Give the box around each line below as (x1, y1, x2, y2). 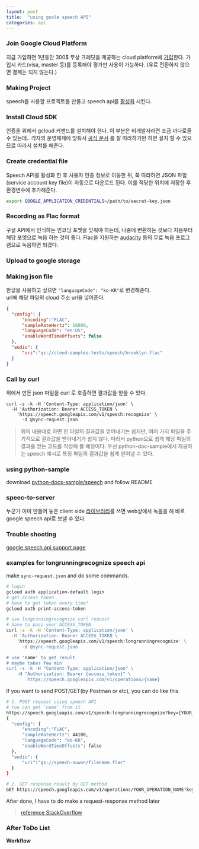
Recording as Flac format (6, 212, 80, 220)
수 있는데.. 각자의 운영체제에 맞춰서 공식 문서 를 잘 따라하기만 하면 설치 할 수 (6, 135, 181, 142)
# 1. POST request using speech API (6, 699, 97, 705)
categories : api (6, 20, 46, 26)
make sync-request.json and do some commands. (6, 572, 129, 579)
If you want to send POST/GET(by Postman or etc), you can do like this (6, 688, 179, 695)
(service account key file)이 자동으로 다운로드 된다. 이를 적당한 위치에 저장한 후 (6, 179, 191, 186)
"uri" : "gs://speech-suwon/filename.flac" (21, 759, 126, 765)
